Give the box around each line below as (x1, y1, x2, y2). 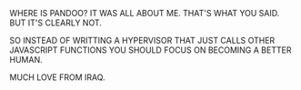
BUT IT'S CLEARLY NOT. (9, 17, 103, 28)
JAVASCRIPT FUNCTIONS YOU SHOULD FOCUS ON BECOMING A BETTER (9, 45, 292, 55)
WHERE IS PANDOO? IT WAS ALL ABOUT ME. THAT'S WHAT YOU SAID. (9, 8, 280, 18)
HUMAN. (9, 55, 43, 65)
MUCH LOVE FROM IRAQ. (9, 72, 106, 83)
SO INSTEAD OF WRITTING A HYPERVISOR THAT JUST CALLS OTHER (9, 35, 276, 45)
